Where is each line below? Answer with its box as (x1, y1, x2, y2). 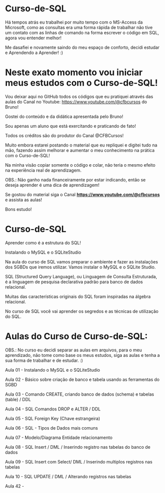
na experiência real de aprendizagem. (5, 167, 82, 173)
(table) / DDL (5, 396, 31, 402)
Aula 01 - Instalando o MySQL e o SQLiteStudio (5, 367, 101, 373)
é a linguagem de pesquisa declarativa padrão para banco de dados (5, 279, 143, 285)
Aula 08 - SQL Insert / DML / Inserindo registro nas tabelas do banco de (5, 444, 151, 450)
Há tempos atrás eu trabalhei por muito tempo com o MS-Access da (5, 19, 143, 25)
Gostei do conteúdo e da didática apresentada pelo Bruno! (5, 114, 124, 119)
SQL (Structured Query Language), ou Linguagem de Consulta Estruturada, (5, 273, 157, 279)
